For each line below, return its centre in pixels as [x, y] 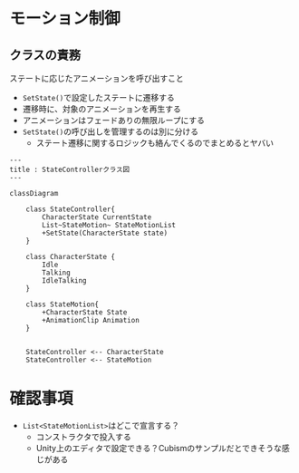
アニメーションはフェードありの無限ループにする [114, 120]
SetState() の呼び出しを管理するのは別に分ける [111, 131]
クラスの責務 [45, 55]
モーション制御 [65, 19]
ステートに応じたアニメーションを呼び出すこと [96, 78]
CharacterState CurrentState [97, 217]
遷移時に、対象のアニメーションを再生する [101, 109]
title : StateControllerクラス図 [69, 169]
